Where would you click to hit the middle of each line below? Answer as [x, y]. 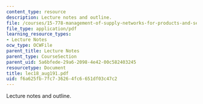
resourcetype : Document [36, 68]
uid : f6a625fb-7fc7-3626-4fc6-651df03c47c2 [62, 79]
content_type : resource [36, 12]
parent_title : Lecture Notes [43, 51]
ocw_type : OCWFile [29, 46]
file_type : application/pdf [42, 29]
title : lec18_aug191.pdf [37, 73]
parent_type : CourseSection [42, 57]
